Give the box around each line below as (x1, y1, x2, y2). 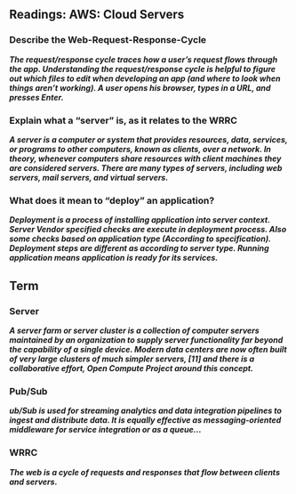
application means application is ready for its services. (9, 253, 219, 263)
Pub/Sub (9, 385, 48, 397)
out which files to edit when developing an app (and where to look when (9, 73, 281, 84)
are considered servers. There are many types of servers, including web (9, 162, 283, 173)
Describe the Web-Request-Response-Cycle (9, 34, 207, 46)
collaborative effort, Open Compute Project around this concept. (9, 362, 254, 373)
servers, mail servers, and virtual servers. (9, 172, 169, 182)
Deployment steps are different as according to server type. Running (9, 243, 269, 254)
